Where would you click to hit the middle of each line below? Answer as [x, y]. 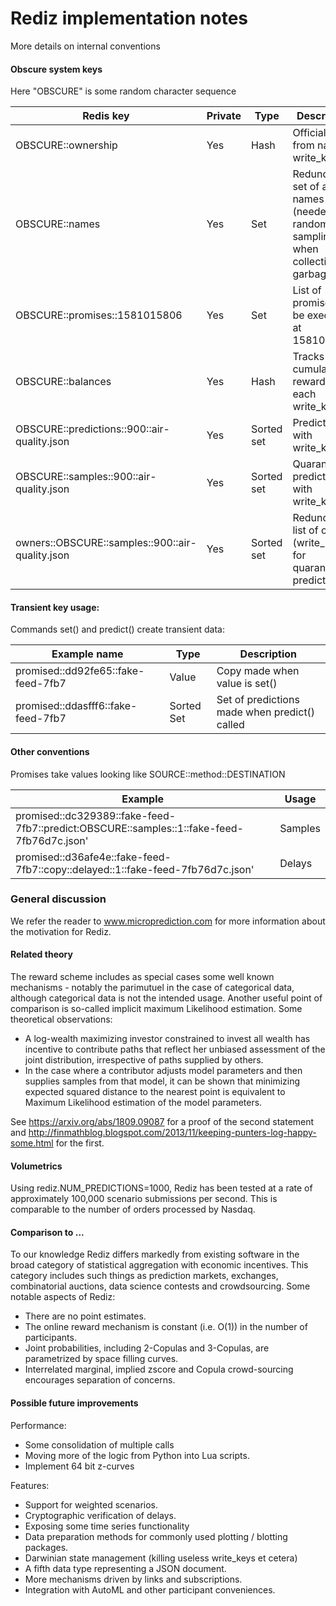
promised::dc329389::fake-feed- [96, 815]
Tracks [308, 357]
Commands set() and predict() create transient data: [117, 629]
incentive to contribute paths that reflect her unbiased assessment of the [175, 1049]
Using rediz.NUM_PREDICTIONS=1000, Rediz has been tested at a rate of [161, 1188]
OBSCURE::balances [63, 382]
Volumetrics [36, 1166]
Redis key [106, 116]
